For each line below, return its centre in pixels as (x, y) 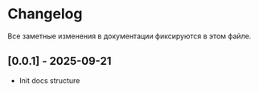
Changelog (45, 14)
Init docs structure (49, 80)
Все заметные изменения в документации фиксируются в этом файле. (129, 36)
